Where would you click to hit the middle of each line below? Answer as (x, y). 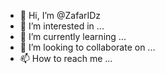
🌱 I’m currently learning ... (73, 36)
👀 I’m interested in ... (62, 26)
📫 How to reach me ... (66, 58)
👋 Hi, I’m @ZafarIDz (60, 15)
